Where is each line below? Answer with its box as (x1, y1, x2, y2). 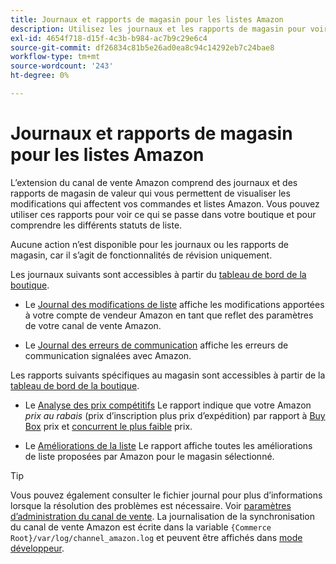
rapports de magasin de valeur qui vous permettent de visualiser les (10, 187, 291, 199)
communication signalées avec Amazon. (24, 349, 192, 361)
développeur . (10, 542, 65, 554)
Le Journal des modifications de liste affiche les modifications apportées (24, 298, 325, 310)
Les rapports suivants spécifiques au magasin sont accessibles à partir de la (10, 369, 326, 381)
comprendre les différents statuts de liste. (10, 219, 183, 231)
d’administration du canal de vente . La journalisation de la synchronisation (10, 510, 316, 522)
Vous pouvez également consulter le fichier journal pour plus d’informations (10, 489, 323, 501)
